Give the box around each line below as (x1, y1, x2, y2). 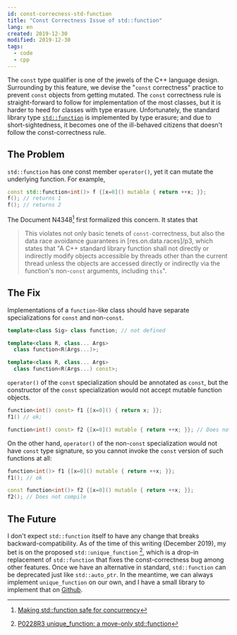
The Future (7, 513, 56, 525)
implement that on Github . (7, 585, 83, 593)
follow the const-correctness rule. (7, 128, 107, 136)
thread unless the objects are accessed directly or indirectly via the (24, 259, 221, 267)
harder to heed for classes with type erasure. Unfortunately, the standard (7, 105, 220, 114)
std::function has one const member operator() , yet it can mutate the (7, 167, 214, 176)
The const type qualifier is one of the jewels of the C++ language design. (7, 75, 219, 84)
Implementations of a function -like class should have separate (7, 306, 190, 314)
